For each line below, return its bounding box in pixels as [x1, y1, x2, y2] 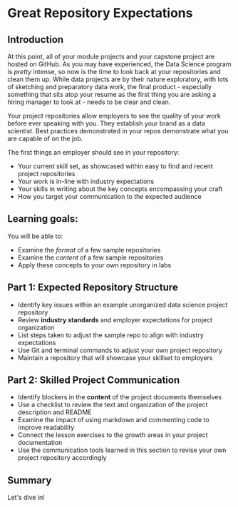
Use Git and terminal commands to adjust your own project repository [17, 346, 223, 354]
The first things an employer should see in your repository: [7, 148, 180, 156]
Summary [7, 474, 52, 486]
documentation [17, 439, 63, 447]
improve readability [17, 423, 75, 432]
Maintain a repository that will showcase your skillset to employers [17, 353, 213, 362]
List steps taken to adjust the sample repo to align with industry [17, 330, 205, 339]
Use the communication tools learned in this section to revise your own [17, 446, 227, 454]
